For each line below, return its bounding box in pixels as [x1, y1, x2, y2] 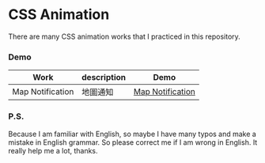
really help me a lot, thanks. [8, 146, 98, 155]
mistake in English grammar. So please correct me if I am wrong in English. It [8, 137, 258, 147]
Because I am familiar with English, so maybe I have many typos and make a [8, 129, 257, 138]
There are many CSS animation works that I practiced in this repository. [8, 32, 241, 41]
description [81, 72, 127, 83]
